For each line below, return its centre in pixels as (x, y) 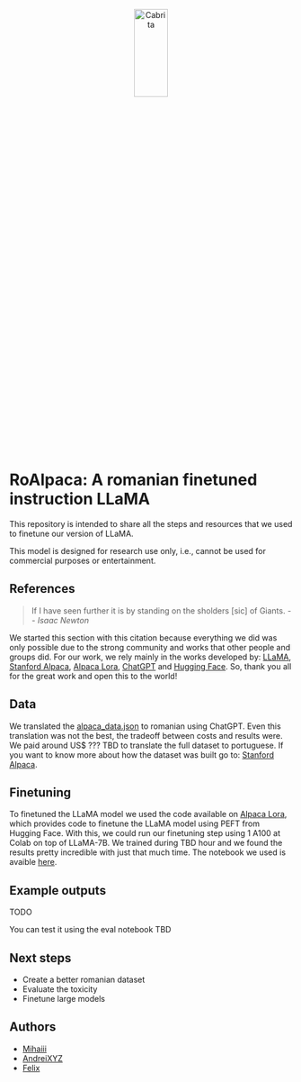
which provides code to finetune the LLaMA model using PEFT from (135, 823)
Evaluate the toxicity (60, 989)
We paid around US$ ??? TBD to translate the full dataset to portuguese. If (146, 745)
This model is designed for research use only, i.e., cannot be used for (138, 550)
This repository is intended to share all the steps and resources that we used (151, 523)
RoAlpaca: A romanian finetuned (133, 480)
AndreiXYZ (42, 1058)
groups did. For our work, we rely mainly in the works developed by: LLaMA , (150, 657)
